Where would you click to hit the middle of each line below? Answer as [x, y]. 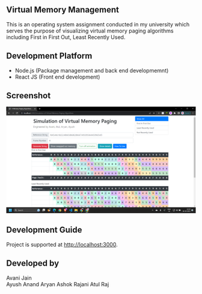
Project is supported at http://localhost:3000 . [62, 244]
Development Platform [49, 56]
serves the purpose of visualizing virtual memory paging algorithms [90, 31]
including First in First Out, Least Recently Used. [66, 37]
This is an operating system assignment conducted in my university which [98, 24]
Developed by [33, 263]
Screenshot [29, 96]
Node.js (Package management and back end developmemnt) [92, 70]
